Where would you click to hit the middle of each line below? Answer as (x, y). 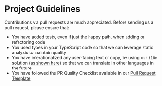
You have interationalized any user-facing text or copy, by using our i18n (84, 57)
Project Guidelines (43, 9)
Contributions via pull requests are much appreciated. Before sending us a (79, 22)
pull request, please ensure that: (37, 27)
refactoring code (28, 42)
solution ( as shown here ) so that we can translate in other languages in (82, 63)
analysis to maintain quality (39, 52)
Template (21, 78)
